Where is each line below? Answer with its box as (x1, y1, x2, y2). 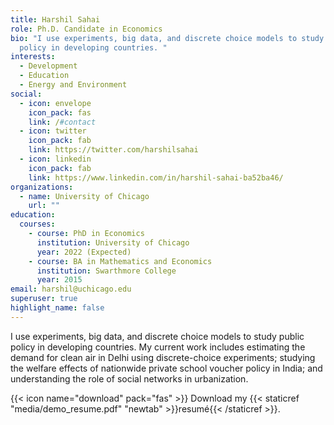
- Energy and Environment (19, 80, 128, 90)
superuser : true (10, 294, 78, 304)
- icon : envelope (19, 98, 92, 108)
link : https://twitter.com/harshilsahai (28, 145, 199, 155)
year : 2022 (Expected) (36, 247, 132, 257)
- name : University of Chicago (19, 191, 150, 201)
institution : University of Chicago (36, 237, 190, 248)
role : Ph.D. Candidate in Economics (10, 24, 163, 34)
